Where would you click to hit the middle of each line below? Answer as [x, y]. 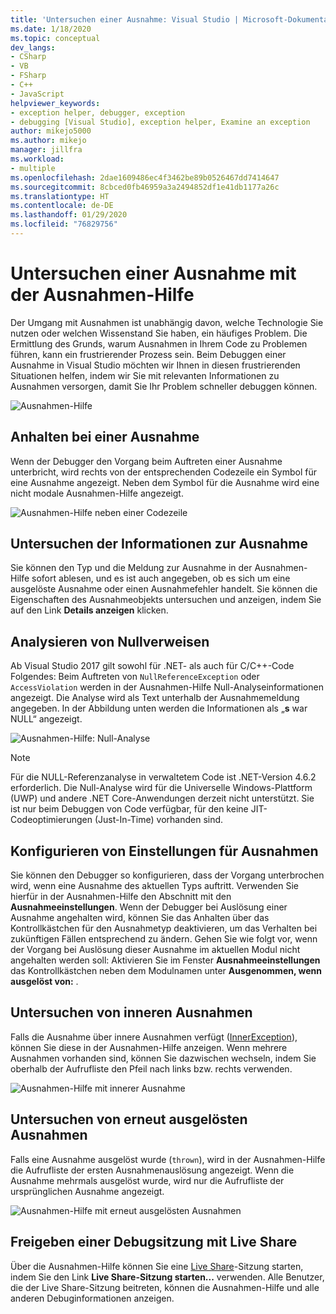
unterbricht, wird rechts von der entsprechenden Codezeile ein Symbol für [163, 472]
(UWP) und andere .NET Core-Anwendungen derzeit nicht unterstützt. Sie [162, 798]
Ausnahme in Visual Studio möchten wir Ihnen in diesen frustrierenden [155, 365]
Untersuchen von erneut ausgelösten [129, 1119]
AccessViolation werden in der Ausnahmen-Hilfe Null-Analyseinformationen [167, 687]
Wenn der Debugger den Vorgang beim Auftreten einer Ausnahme [146, 461]
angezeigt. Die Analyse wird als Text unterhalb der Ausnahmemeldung [155, 698]
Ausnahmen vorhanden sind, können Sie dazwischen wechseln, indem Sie [163, 1058]
